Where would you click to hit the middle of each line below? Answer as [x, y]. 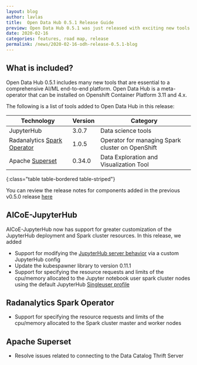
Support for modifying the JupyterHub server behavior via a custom [96, 253]
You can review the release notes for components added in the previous [93, 190]
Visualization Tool [125, 164]
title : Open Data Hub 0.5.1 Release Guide [60, 22]
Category [144, 120]
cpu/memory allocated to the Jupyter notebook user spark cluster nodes [102, 278]
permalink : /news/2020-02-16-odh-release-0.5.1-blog [72, 45]
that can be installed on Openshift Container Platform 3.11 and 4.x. [108, 95]
